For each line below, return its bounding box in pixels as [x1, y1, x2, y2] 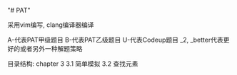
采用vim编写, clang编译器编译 [7, 21, 94, 29]
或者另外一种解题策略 [19, 45, 83, 52]
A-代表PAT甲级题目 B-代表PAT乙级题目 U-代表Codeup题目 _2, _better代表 [7, 35, 223, 44]
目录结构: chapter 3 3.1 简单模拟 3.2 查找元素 [7, 59, 138, 68]
